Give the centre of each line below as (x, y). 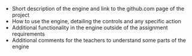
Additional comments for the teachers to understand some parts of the (99, 40)
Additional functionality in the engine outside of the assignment (90, 27)
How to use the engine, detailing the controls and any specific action (96, 21)
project (21, 15)
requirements (28, 34)
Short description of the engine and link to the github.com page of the (98, 9)
